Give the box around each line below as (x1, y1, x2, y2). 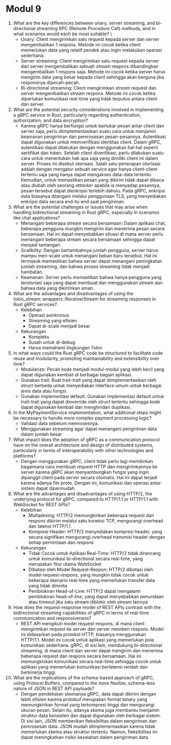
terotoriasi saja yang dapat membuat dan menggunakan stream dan (20, 280, 163, 286)
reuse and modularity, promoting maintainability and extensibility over (13, 355, 160, 362)
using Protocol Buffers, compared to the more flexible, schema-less (13, 680, 155, 686)
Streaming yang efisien (28, 317, 77, 323)
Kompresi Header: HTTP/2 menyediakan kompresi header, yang (28, 528, 162, 535)
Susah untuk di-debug (28, 339, 75, 345)
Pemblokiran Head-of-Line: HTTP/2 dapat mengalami (28, 588, 140, 594)
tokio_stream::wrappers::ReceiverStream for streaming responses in (13, 296, 156, 302)
